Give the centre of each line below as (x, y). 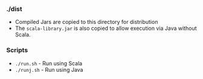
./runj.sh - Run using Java (49, 69)
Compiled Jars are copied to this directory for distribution (86, 22)
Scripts (17, 50)
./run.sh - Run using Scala (49, 63)
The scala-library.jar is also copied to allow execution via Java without (106, 28)
